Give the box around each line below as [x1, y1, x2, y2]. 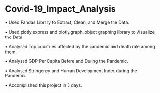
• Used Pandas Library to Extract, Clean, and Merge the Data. [5, 19, 130, 25]
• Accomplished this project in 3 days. [5, 82, 82, 88]
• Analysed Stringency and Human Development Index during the [5, 67, 137, 74]
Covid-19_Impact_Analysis [5, 3, 116, 15]
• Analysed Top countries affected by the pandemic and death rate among [5, 43, 155, 49]
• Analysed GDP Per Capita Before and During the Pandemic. [5, 58, 128, 64]
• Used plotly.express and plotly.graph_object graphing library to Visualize [5, 29, 155, 35]
